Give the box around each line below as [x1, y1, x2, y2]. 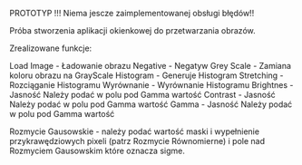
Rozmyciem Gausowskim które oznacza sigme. [9, 145, 186, 156]
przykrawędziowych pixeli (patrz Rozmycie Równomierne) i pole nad [9, 136, 266, 146]
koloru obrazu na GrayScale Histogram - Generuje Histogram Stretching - [9, 70, 284, 81]
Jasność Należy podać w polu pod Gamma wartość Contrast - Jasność [9, 90, 277, 100]
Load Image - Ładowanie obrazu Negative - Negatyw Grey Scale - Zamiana [9, 61, 292, 71]
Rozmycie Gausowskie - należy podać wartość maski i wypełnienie [9, 126, 260, 137]
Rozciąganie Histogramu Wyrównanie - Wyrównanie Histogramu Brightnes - [9, 80, 294, 90]
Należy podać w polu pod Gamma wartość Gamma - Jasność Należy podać [9, 99, 293, 110]
